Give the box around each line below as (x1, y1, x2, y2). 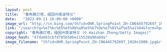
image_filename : (5, 40, 39, 45)
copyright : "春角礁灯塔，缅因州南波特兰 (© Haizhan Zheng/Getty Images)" (5, 30, 152, 35)
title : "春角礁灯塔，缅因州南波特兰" (5, 12, 76, 17)
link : (5, 26, 16, 31)
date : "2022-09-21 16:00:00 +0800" (5, 16, 83, 21)
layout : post (5, 7, 32, 12)
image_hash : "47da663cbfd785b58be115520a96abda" (5, 35, 108, 40)
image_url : (5, 21, 28, 26)
